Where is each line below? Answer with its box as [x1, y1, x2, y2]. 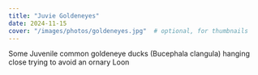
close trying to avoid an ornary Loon [8, 57, 130, 67]
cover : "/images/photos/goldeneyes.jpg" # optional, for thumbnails [8, 27, 249, 35]
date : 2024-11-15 [8, 19, 67, 27]
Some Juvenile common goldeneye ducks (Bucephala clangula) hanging [8, 49, 250, 59]
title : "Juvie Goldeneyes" [8, 11, 100, 20]
